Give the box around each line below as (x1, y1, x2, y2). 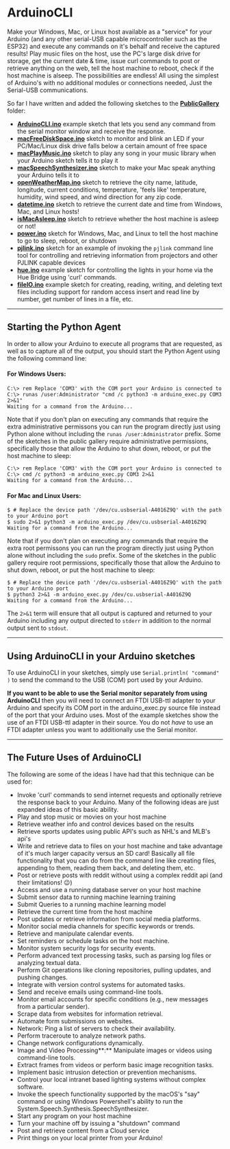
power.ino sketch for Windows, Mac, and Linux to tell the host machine (16, 229, 218, 238)
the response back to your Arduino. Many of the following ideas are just (16, 798, 219, 806)
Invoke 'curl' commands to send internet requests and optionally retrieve (16, 790, 222, 799)
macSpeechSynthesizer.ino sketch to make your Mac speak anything (16, 163, 216, 172)
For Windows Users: (7, 369, 66, 378)
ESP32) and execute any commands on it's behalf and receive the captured (7, 42, 220, 50)
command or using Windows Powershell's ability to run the (16, 1097, 183, 1105)
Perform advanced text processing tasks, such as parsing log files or (16, 951, 212, 959)
